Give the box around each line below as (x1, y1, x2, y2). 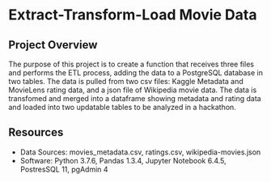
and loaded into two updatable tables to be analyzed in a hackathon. (8, 103, 236, 112)
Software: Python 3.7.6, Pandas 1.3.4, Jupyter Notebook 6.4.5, (19, 155, 227, 165)
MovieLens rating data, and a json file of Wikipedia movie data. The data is (8, 85, 257, 95)
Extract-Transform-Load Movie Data (8, 6, 257, 24)
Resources (8, 125, 64, 139)
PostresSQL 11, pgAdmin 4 (19, 164, 108, 174)
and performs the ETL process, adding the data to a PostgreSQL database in (8, 68, 263, 78)
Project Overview (8, 38, 98, 52)
